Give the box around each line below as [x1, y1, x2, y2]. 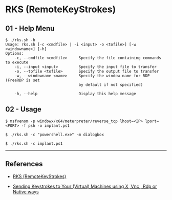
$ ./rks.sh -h [5, 37, 36, 42]
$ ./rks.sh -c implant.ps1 [5, 141, 63, 146]
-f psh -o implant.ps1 [21, 123, 70, 128]
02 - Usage [5, 105, 42, 114]
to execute [5, 60, 29, 65]
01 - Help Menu [5, 24, 55, 33]
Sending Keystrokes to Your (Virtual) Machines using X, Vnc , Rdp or [12, 183, 157, 189]
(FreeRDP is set [5, 78, 40, 83]
